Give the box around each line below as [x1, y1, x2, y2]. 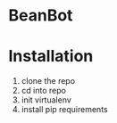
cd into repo [21, 86, 66, 96]
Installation [8, 46, 94, 67]
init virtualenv [21, 94, 72, 105]
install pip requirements [21, 104, 108, 115]
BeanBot [8, 5, 73, 26]
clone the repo [21, 76, 76, 86]
